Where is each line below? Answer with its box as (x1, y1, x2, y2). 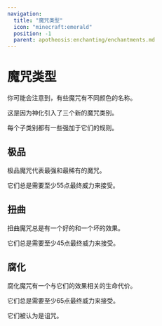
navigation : (7, 10, 42, 18)
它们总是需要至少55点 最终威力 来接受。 (7, 181, 119, 189)
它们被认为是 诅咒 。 (7, 311, 63, 320)
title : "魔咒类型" (13, 17, 63, 24)
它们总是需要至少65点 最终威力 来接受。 (7, 296, 119, 305)
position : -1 (13, 30, 52, 37)
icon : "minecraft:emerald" (13, 23, 93, 30)
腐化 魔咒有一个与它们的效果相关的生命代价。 (7, 281, 137, 289)
